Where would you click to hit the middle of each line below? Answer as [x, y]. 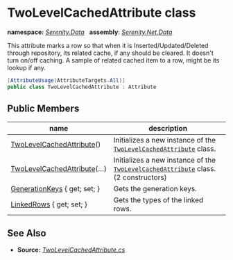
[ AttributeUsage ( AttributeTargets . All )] [67, 80]
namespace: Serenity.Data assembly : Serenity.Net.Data [90, 32]
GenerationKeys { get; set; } [55, 188]
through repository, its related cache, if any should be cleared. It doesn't [110, 53]
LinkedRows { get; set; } [49, 204]
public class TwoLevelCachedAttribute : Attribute [82, 87]
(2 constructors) [140, 177]
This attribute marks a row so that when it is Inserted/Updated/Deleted [108, 45]
